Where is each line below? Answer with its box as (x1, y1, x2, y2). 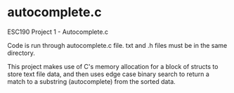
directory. (7, 49, 35, 57)
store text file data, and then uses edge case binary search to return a (7, 70, 209, 78)
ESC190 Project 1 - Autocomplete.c (7, 27, 109, 36)
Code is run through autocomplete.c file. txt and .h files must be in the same (7, 41, 228, 49)
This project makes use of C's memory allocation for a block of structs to (7, 62, 219, 70)
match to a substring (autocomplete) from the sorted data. (7, 77, 176, 85)
